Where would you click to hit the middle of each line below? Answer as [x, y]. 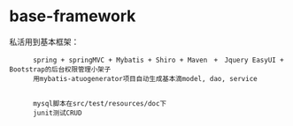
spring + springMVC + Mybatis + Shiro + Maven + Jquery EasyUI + [158, 60]
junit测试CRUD [57, 113]
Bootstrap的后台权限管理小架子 [60, 69]
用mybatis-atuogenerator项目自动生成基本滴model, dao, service [145, 78]
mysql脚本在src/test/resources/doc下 [99, 103]
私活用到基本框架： [44, 41]
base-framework [73, 16]
